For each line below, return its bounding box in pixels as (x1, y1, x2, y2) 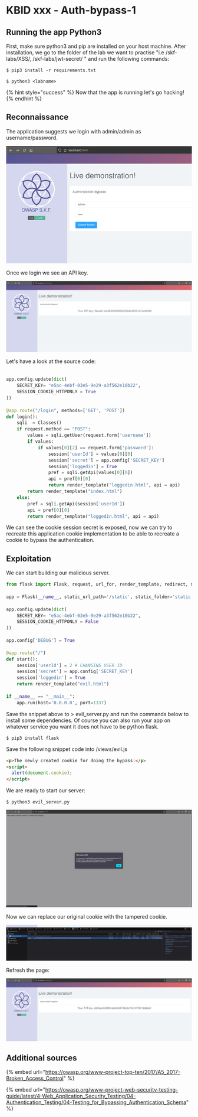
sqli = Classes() (16, 420, 62, 426)
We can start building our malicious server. (6, 569, 110, 576)
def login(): (6, 414, 38, 420)
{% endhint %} (6, 95, 42, 102)
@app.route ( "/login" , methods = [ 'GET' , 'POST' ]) (6, 407, 126, 413)
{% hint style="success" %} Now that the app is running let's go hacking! (6, 89, 184, 96)
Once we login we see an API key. (6, 269, 88, 276)
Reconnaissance (6, 112, 69, 122)
